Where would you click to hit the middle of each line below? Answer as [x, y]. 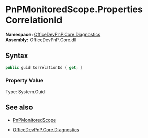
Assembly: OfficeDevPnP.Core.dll [41, 40]
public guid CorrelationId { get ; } [44, 67]
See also [19, 108]
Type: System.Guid [25, 91]
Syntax [17, 56]
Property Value [24, 80]
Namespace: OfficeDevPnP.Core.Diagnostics [53, 34]
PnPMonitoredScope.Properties [74, 9]
